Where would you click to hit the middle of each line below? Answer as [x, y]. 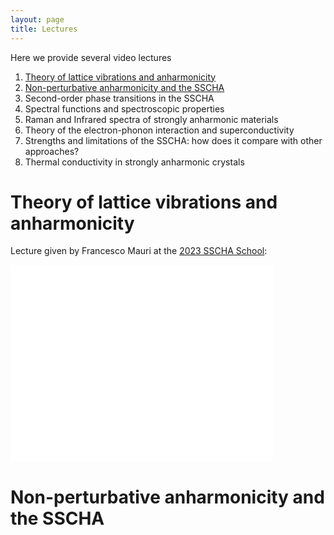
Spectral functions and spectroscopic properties [124, 108]
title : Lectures [44, 29]
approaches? [52, 151]
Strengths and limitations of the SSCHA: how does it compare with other [173, 140]
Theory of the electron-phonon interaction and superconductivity [159, 130]
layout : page [37, 19]
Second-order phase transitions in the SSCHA [119, 98]
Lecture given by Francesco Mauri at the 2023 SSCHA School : [139, 251]
